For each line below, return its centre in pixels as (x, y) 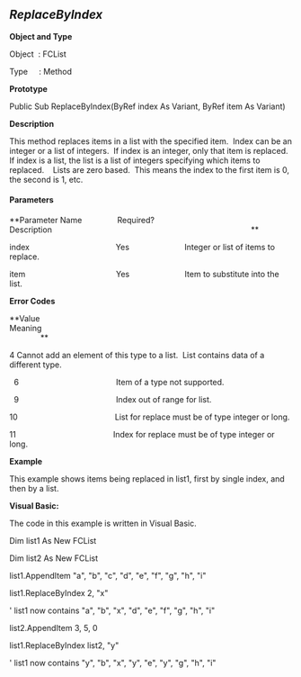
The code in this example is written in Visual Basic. (103, 524)
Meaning (26, 329)
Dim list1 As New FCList (53, 541)
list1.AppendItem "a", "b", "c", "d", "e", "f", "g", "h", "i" (108, 576)
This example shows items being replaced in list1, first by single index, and (147, 479)
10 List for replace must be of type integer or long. (150, 417)
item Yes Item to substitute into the (145, 275)
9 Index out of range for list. (112, 400)
